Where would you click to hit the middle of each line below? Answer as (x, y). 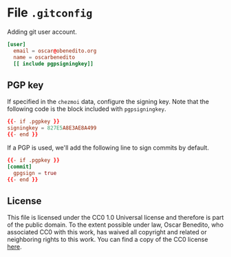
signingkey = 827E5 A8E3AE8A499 (52, 128)
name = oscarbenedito (44, 57)
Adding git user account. (42, 32)
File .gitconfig (50, 13)
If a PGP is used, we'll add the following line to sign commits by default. (108, 147)
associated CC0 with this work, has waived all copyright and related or (107, 232)
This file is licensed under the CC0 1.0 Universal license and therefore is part (115, 218)
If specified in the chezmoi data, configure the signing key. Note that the (108, 102)
